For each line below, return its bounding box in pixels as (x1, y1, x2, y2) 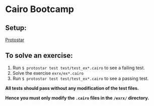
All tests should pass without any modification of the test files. (5, 85, 139, 91)
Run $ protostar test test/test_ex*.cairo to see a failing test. (12, 64, 145, 71)
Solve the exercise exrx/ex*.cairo (12, 70, 84, 76)
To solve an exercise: (5, 51, 73, 60)
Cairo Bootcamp (5, 4, 74, 15)
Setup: (5, 24, 27, 32)
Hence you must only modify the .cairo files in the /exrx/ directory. (5, 94, 149, 101)
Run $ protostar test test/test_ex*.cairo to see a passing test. (12, 75, 149, 81)
